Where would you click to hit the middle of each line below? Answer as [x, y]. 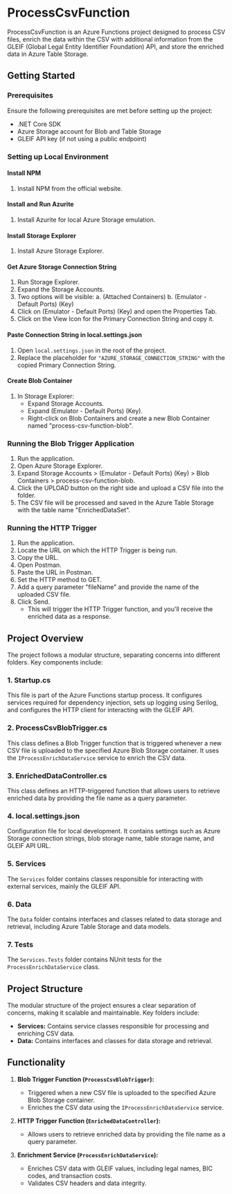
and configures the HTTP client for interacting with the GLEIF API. [101, 710]
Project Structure [45, 989]
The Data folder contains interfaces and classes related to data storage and [114, 919]
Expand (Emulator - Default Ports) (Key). [85, 410]
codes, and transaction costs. [70, 1175]
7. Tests [20, 944]
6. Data [19, 904]
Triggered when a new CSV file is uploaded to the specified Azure [122, 1092]
